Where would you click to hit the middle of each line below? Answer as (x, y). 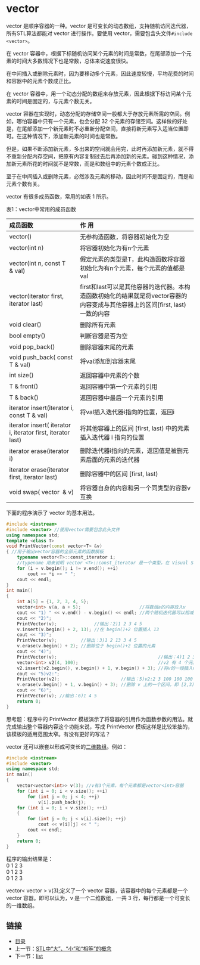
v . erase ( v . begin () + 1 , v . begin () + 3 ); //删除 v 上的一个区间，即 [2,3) (106, 685)
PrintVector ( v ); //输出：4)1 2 (104, 657)
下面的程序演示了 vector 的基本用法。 (52, 513)
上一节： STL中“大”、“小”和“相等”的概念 (63, 949)
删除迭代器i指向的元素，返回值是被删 (132, 451)
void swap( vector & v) (42, 492)
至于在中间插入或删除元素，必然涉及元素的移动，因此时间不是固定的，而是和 (100, 176)
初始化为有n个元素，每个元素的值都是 (132, 268)
